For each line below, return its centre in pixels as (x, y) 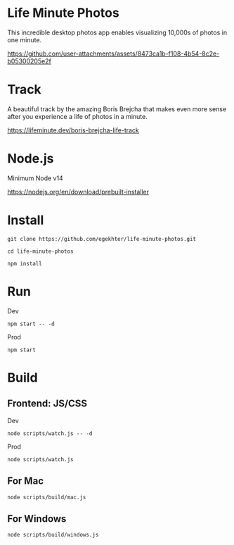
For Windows (37, 519)
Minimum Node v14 (35, 178)
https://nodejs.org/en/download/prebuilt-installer (78, 192)
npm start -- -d (31, 324)
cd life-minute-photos (40, 251)
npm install (25, 263)
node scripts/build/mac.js (47, 497)
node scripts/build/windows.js (53, 535)
